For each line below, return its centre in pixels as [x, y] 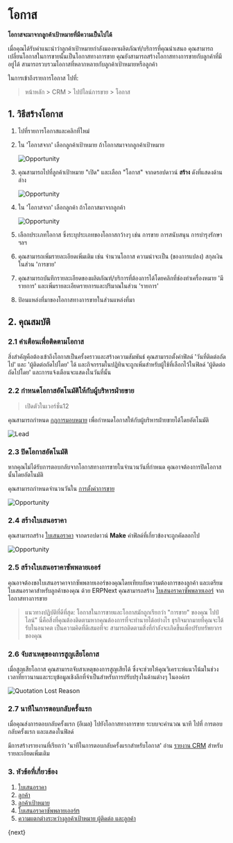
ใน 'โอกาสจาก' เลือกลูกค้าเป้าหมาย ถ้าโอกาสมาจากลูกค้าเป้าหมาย [91, 144]
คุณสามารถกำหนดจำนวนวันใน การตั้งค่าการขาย [61, 489]
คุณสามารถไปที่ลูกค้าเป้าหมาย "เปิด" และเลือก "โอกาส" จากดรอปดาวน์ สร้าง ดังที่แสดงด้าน [120, 172]
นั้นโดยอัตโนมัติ [26, 475]
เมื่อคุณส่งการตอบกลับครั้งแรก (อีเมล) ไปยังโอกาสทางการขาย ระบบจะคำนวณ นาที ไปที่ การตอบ [115, 724]
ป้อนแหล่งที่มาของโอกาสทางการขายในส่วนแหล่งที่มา [76, 299]
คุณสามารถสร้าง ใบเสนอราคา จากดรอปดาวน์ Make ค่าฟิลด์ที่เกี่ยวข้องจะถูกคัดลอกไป [104, 535]
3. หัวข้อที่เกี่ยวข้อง [33, 772]
